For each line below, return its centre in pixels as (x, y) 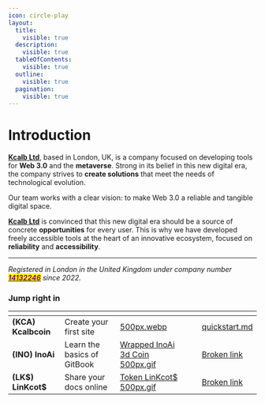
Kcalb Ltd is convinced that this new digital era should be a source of (121, 221)
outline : (30, 74)
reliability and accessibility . (54, 247)
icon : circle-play (38, 15)
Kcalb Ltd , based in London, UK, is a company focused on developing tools (131, 157)
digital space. (30, 206)
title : (26, 30)
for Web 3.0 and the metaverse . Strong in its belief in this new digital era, (128, 166)
